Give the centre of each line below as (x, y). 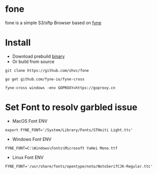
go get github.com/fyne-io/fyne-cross (45, 79)
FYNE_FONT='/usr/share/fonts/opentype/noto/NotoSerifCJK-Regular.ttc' (79, 166)
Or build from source (33, 61)
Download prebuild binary (38, 56)
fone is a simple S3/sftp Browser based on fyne (53, 23)
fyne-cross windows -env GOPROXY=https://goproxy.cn (60, 88)
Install (18, 43)
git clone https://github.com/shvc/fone (47, 70)
